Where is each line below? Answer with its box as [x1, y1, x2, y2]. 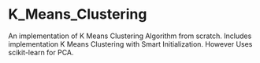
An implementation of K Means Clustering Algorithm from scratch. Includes [8, 31, 252, 40]
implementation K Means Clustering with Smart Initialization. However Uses [8, 39, 253, 48]
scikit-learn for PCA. [8, 47, 74, 57]
